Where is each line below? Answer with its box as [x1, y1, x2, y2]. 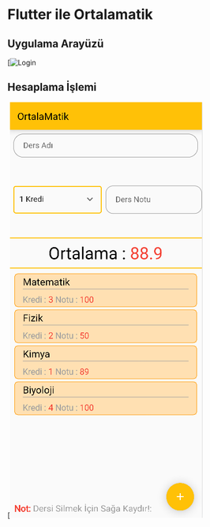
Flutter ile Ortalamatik [7, 6, 153, 24]
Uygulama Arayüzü [7, 37, 104, 50]
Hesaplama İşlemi [7, 80, 97, 94]
